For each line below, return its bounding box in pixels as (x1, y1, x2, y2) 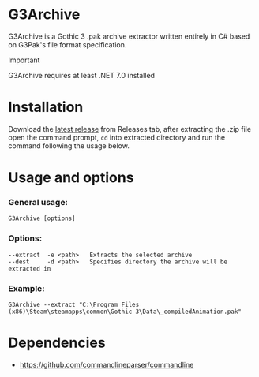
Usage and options (8, 169, 134, 187)
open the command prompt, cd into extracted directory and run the (8, 133, 226, 142)
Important (8, 55, 40, 65)
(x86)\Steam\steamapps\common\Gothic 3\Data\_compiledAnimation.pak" (8, 308, 242, 315)
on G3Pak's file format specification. (8, 39, 127, 49)
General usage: (8, 196, 69, 207)
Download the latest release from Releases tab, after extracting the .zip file (8, 124, 251, 133)
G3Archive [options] (8, 215, 77, 222)
